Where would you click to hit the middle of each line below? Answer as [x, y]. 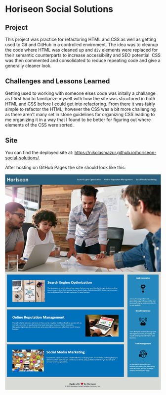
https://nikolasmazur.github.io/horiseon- [115, 152]
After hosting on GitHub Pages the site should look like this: [65, 167]
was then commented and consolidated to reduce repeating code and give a [83, 60]
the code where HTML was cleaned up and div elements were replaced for [82, 50]
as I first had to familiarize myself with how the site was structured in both [80, 98]
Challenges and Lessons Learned [58, 81]
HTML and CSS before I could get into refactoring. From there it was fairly [80, 104]
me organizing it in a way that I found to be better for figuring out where [78, 120]
